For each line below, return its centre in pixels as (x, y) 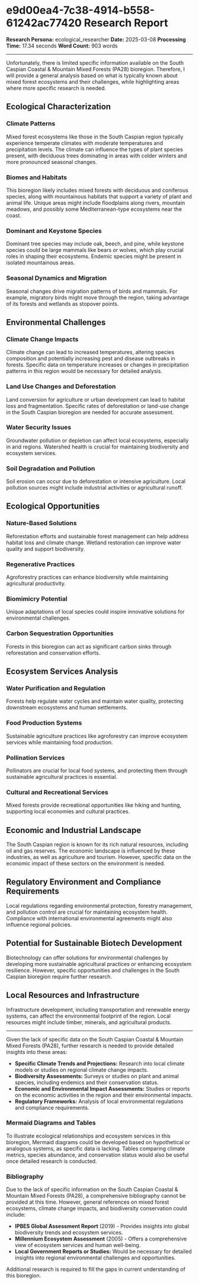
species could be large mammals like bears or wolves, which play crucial (95, 250)
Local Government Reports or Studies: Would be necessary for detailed (103, 1252)
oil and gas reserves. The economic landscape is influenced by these (91, 851)
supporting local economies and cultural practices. (68, 812)
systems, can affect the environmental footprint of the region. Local (88, 1016)
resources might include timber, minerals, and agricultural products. (89, 1022)
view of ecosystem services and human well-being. (78, 1245)
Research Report (126, 23)
